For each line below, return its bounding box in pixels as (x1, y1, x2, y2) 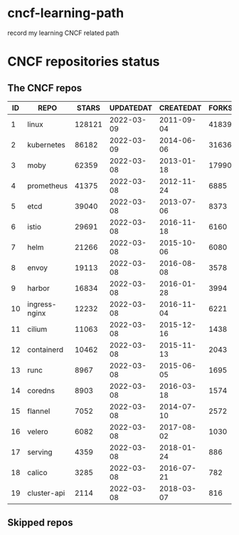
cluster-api (27, 488, 65, 498)
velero (27, 426, 48, 436)
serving (27, 447, 53, 457)
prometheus (27, 180, 68, 190)
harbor (27, 283, 50, 293)
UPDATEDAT (109, 103, 153, 113)
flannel (27, 406, 51, 416)
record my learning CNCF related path (7, 28, 119, 37)
